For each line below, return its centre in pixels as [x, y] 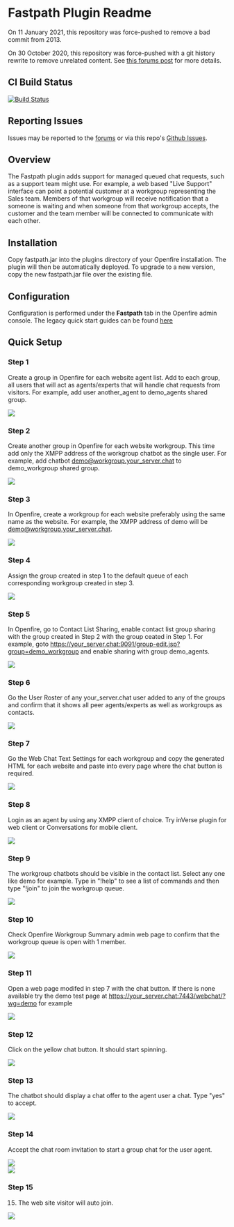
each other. [24, 221]
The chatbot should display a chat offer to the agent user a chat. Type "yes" [116, 1096]
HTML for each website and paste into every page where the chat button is [115, 766]
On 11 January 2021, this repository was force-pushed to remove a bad [109, 32]
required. [21, 773]
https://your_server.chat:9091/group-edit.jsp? [115, 644]
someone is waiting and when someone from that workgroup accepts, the [114, 206]
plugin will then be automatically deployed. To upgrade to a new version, [111, 267]
